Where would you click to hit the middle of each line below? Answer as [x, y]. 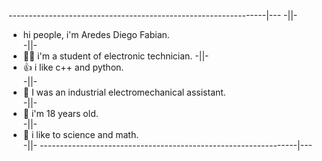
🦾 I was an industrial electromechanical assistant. [124, 92]
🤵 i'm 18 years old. [60, 113]
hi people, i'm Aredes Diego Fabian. [96, 34]
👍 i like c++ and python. [73, 67]
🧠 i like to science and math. [81, 134]
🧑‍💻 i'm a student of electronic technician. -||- [116, 56]
